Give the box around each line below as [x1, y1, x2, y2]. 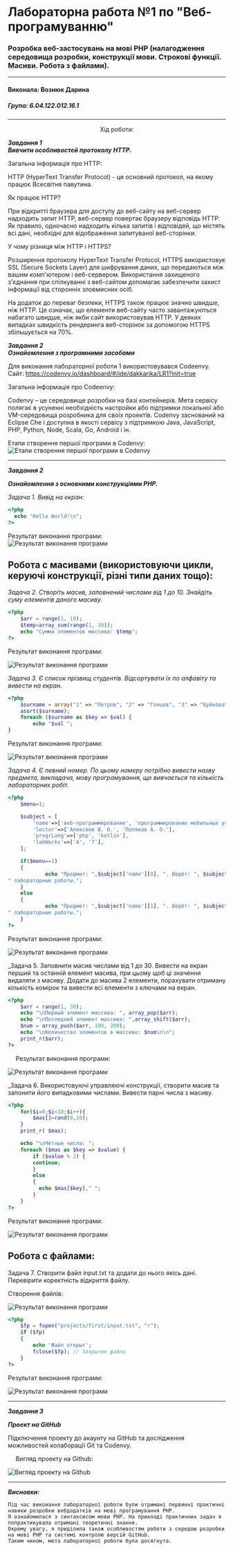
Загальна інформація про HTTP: [8, 160, 102, 168]
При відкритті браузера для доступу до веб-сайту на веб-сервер [8, 207, 201, 215]
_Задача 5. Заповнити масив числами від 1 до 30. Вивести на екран [8, 961, 208, 969]
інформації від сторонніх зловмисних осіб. [8, 285, 134, 294]
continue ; [32, 1159, 61, 1166]
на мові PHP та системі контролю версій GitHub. [8, 1531, 151, 1539]
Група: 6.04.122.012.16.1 [8, 101, 80, 109]
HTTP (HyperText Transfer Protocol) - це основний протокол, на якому [8, 173, 214, 181]
